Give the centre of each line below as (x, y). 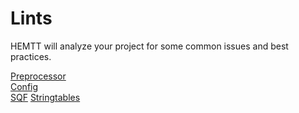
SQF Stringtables (45, 97)
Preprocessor (38, 76)
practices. (31, 56)
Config (24, 86)
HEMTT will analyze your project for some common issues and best (149, 46)
